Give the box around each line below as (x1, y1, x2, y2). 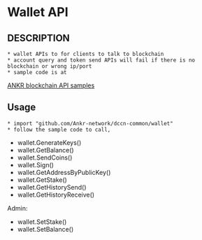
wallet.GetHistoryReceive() (17, 190, 95, 199)
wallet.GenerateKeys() (17, 138, 82, 147)
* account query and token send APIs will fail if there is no (7, 57, 196, 64)
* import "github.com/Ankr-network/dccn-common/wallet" (7, 120, 173, 127)
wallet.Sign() (17, 160, 55, 169)
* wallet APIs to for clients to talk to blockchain (7, 50, 164, 57)
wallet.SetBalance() (17, 225, 74, 233)
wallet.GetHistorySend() (17, 183, 87, 191)
